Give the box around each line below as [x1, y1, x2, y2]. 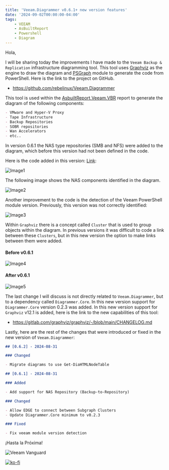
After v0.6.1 [5, 272, 30, 278]
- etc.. [5, 133, 22, 139]
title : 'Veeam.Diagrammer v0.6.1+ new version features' [5, 7, 128, 13]
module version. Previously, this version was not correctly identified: [5, 202, 147, 208]
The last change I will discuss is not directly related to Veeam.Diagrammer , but [5, 293, 163, 299]
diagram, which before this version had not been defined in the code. [5, 148, 149, 154]
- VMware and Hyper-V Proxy [5, 110, 65, 115]
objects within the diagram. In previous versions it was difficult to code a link [5, 227, 164, 233]
